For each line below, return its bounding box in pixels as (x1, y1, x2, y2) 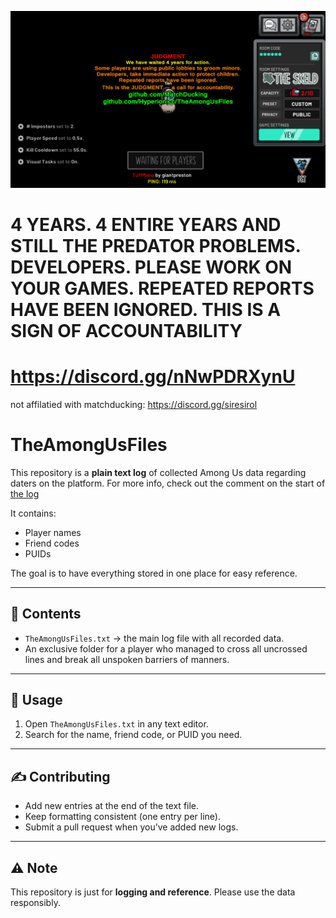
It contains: (10, 507, 57, 519)
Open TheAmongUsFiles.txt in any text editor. (24, 718, 209, 730)
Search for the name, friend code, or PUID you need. (24, 729, 243, 741)
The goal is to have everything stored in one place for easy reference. (10, 567, 298, 579)
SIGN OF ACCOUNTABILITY (10, 319, 243, 342)
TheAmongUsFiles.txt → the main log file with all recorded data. (24, 632, 285, 644)
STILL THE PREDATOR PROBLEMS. (10, 234, 301, 257)
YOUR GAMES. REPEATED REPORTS (10, 277, 315, 300)
